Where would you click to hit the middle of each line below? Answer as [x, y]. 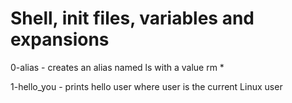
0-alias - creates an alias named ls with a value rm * [117, 67]
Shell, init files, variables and [132, 18]
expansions [60, 39]
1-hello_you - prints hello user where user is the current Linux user [146, 86]
